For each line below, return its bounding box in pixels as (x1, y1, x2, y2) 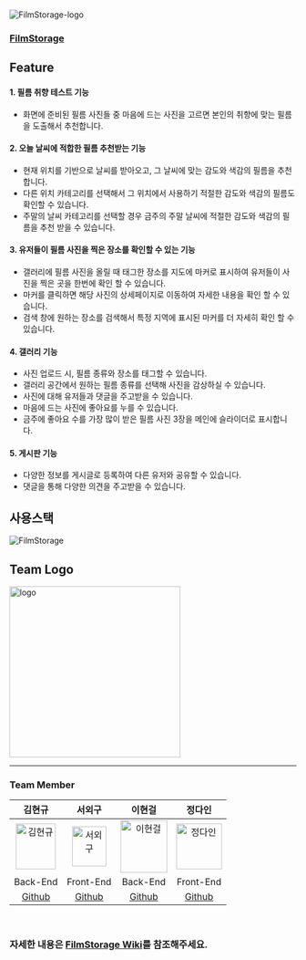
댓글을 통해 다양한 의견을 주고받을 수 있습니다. (22, 481, 187, 492)
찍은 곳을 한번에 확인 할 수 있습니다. (39, 277, 167, 288)
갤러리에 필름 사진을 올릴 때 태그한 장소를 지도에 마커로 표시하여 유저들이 (22, 266, 280, 277)
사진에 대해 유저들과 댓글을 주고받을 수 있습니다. (22, 391, 193, 402)
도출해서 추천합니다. (32, 120, 104, 131)
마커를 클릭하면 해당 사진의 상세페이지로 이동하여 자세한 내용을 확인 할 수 (22, 288, 280, 300)
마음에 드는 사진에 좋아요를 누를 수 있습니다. (22, 402, 179, 413)
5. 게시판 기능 (9, 447, 57, 458)
